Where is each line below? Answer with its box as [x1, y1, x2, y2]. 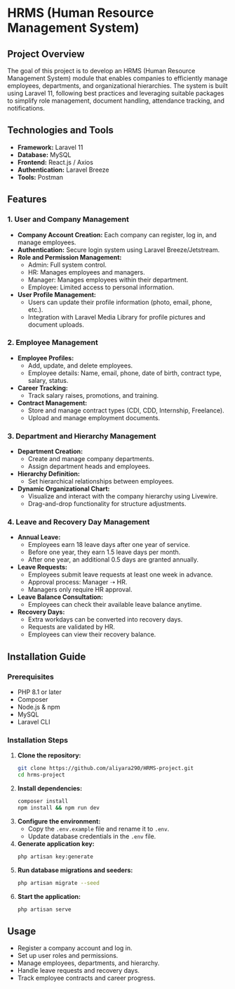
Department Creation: [17, 447, 83, 455]
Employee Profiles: [17, 353, 74, 362]
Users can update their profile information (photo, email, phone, [27, 298, 213, 306]
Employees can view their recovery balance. [27, 630, 156, 638]
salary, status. [27, 376, 69, 384]
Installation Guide [7, 650, 86, 662]
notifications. [7, 104, 46, 112]
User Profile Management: [17, 290, 97, 298]
